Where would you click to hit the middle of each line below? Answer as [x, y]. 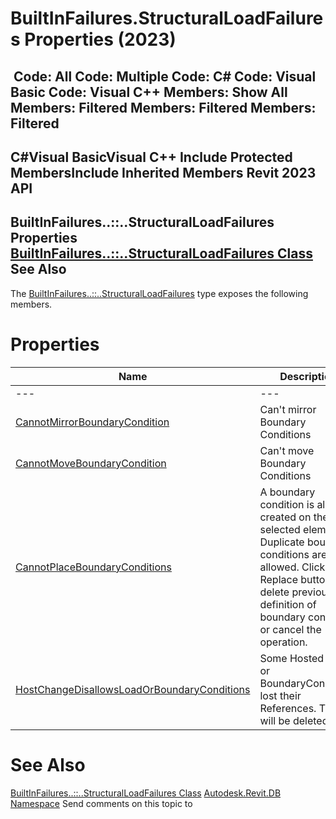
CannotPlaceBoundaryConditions [93, 567]
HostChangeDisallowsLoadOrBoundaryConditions [133, 689]
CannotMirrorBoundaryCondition [92, 422]
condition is [287, 504]
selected [280, 529]
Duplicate [282, 542]
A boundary [287, 492]
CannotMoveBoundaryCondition [91, 463]
